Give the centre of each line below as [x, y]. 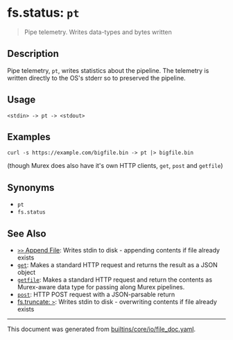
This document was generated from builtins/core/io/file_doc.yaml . [102, 329]
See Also [27, 233]
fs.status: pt [43, 13]
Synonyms [31, 188]
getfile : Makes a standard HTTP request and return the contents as [115, 280]
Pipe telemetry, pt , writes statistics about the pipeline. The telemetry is [108, 70]
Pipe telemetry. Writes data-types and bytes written [98, 32]
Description [33, 54]
